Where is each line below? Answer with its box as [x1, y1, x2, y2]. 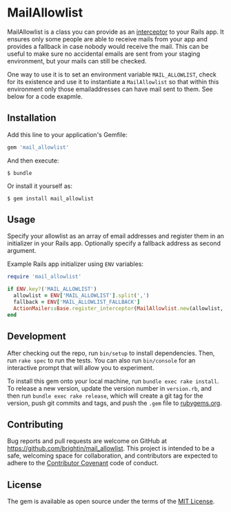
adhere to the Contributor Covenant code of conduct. [7, 459, 159, 467]
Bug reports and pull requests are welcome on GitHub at [7, 437, 168, 445]
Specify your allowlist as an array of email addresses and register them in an [7, 232, 224, 240]
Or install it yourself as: [7, 181, 72, 190]
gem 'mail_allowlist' [7, 143, 70, 151]
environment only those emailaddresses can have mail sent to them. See [7, 85, 213, 93]
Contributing [7, 418, 63, 430]
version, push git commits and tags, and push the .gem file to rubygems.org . [7, 398, 223, 407]
